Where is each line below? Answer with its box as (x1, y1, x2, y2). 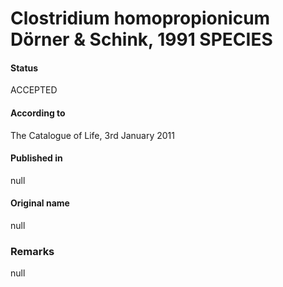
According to (10, 107, 66, 119)
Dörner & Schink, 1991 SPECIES (10, 28, 273, 51)
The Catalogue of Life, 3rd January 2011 (10, 129, 175, 141)
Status (10, 62, 39, 74)
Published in (10, 152, 63, 164)
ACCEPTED (10, 84, 58, 96)
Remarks (10, 244, 55, 258)
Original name (10, 197, 70, 209)
